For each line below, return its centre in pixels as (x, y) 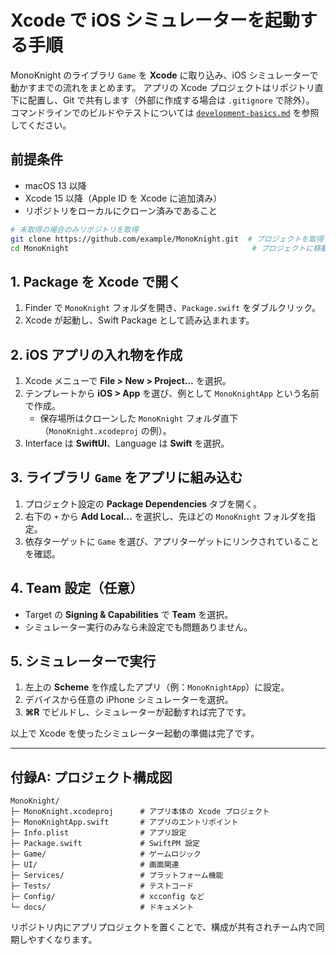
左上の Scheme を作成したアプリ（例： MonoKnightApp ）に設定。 (157, 687)
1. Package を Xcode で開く (96, 281)
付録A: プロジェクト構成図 (91, 777)
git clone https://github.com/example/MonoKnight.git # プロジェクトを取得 (167, 239)
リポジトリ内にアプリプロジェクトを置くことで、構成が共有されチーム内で (163, 927)
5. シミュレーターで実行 (83, 661)
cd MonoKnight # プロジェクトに (162, 248)
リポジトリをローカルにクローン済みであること (121, 210)
